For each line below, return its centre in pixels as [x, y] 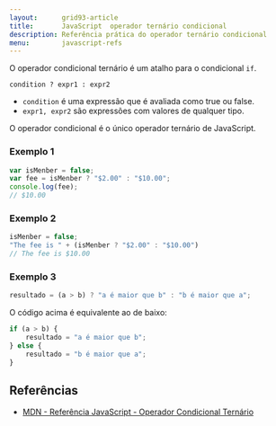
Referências [44, 390]
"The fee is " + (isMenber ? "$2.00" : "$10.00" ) [104, 245]
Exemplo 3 [33, 277]
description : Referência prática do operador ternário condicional [138, 34]
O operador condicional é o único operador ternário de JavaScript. [133, 129]
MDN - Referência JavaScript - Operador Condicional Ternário [138, 412]
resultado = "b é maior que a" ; [86, 354]
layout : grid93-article [64, 18]
